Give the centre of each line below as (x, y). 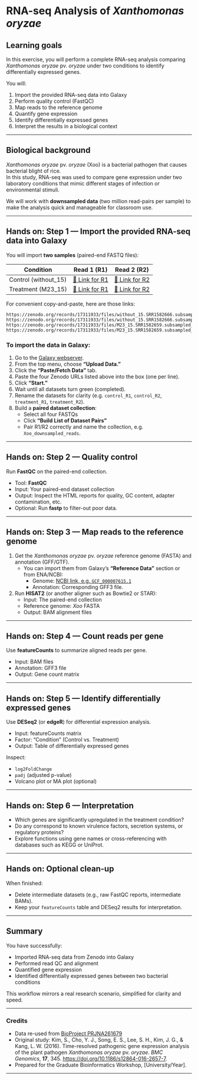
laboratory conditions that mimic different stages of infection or (83, 183)
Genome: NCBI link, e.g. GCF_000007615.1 (82, 581)
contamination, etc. (38, 502)
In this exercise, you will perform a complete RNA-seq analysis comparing (96, 59)
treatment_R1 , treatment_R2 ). (49, 401)
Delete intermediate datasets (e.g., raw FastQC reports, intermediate (98, 894)
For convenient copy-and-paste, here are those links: (71, 304)
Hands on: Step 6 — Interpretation (70, 806)
